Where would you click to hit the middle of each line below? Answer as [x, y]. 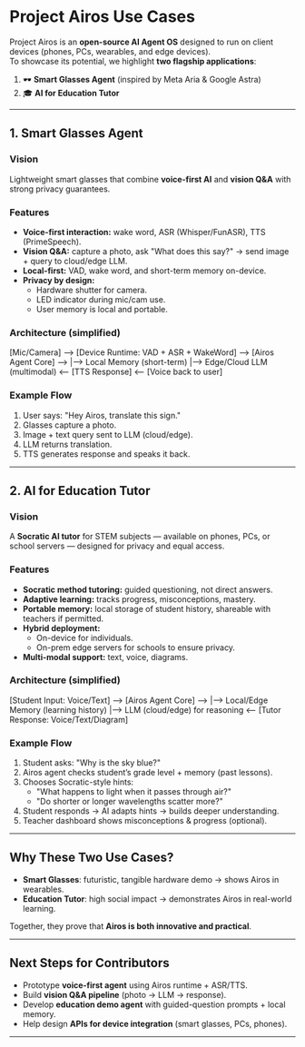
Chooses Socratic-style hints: [78, 782]
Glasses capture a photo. [69, 425]
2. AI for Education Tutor [80, 491]
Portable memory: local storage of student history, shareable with [146, 608]
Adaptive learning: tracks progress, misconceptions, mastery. [139, 599]
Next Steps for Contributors [89, 963]
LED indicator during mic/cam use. [101, 299]
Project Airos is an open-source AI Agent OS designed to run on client [142, 42]
